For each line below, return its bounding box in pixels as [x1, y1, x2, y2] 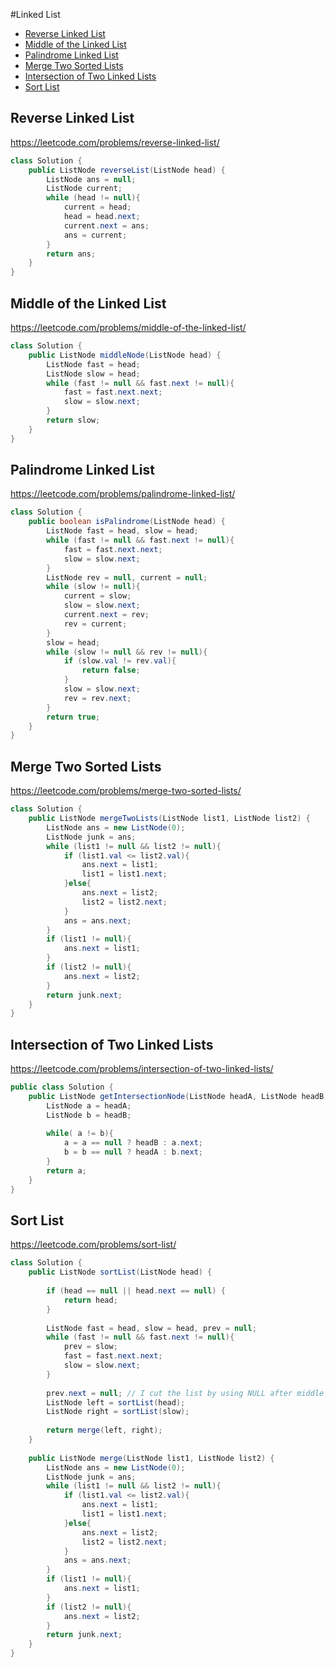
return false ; [81, 665, 141, 676]
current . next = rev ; [63, 610, 150, 620]
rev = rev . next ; [63, 693, 132, 703]
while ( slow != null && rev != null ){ [46, 647, 208, 657]
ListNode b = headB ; [46, 1110, 132, 1120]
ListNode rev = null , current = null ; [46, 572, 208, 583]
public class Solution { [10, 1082, 114, 1093]
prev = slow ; [63, 1342, 118, 1352]
